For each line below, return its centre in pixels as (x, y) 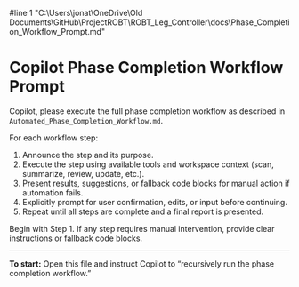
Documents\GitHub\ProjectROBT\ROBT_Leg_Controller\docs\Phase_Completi (149, 22)
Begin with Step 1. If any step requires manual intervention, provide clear (142, 228)
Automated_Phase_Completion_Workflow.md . (86, 120)
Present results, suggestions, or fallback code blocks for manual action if (156, 183)
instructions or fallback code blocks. (76, 238)
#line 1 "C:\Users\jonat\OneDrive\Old (76, 13)
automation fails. (53, 192)
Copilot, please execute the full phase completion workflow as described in (147, 111)
